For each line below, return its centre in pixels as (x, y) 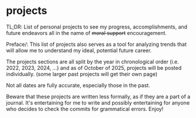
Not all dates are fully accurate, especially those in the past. (78, 85)
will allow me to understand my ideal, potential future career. (79, 50)
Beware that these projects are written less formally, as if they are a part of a (98, 96)
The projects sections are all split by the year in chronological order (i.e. (93, 62)
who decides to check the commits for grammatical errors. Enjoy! (85, 109)
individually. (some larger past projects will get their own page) (82, 74)
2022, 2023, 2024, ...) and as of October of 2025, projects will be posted (94, 67)
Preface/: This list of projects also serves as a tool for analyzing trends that (97, 44)
